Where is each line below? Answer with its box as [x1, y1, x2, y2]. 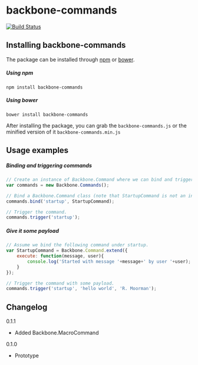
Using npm [6, 69, 34, 77]
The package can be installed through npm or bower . [6, 56, 135, 63]
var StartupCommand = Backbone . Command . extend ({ [6, 247, 128, 254]
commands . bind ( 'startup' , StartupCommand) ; [6, 198, 115, 204]
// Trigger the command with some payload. [6, 280, 115, 286]
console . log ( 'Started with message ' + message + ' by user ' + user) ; [27, 258, 192, 265]
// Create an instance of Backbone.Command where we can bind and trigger [6, 177, 194, 183]
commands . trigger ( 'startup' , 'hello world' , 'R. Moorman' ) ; [6, 286, 157, 292]
